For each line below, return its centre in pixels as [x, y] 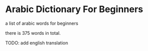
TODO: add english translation [37, 43]
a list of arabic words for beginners [42, 23]
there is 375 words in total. [33, 33]
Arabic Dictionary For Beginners [74, 9]
